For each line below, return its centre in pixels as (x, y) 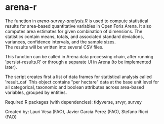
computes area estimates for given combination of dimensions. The (74, 31)
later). (11, 67)
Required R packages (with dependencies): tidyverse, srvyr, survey (74, 102)
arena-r (21, 7)
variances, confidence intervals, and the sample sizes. (61, 41)
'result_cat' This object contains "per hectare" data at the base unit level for (82, 82)
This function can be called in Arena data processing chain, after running (79, 56)
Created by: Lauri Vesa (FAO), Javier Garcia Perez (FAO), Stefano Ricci (77, 111)
